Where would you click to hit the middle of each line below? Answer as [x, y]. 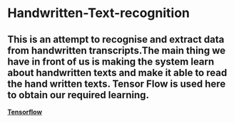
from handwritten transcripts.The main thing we [117, 50]
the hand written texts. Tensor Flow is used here [117, 84]
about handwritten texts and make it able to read [117, 73]
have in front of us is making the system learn [111, 61]
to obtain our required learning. [78, 95]
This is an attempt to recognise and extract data [116, 39]
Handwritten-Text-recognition [99, 13]
